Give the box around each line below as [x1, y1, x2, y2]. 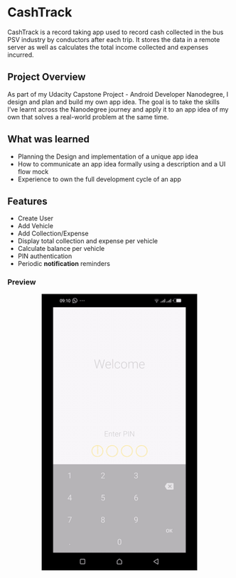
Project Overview [7, 71, 86, 83]
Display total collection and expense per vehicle [17, 237, 159, 245]
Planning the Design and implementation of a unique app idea [17, 152, 198, 161]
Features [7, 195, 48, 207]
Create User [17, 214, 54, 223]
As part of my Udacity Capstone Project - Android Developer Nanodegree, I [7, 90, 229, 98]
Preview [7, 277, 36, 287]
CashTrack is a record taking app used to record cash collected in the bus [7, 28, 224, 36]
